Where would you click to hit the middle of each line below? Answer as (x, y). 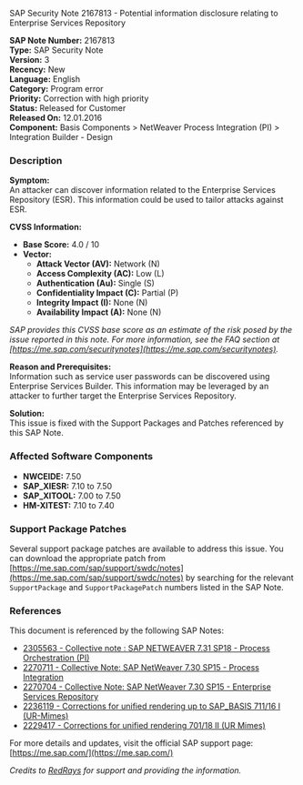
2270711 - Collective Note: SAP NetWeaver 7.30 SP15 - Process (141, 668)
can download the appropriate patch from (88, 558)
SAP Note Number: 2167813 (62, 40)
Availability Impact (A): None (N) (99, 312)
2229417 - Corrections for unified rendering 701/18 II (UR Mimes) (144, 726)
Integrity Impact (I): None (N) (92, 303)
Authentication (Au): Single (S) (95, 283)
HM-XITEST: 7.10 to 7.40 (69, 505)
